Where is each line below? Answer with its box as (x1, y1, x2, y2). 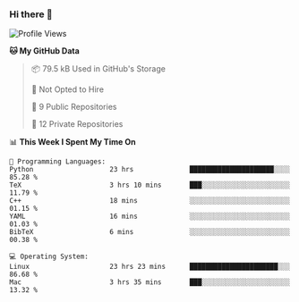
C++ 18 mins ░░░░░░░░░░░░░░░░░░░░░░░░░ (9, 197, 291, 206)
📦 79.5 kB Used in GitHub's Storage (30, 63, 166, 74)
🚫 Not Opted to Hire (30, 84, 105, 95)
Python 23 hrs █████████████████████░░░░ (9, 165, 291, 174)
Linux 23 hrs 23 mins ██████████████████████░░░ (9, 263, 291, 272)
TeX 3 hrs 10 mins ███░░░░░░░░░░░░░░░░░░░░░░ (9, 180, 291, 190)
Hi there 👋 (9, 8, 54, 21)
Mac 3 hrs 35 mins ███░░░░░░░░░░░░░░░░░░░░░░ (9, 278, 291, 287)
